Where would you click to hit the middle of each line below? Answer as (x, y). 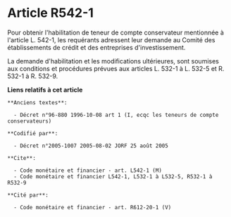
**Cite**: (22, 158)
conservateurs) (30, 121)
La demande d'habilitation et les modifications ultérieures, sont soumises (113, 61)
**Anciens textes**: (38, 103)
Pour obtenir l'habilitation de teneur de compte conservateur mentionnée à (115, 32)
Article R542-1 (50, 13)
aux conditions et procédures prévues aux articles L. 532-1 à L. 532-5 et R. (116, 68)
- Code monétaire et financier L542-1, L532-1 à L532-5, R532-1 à (113, 176)
